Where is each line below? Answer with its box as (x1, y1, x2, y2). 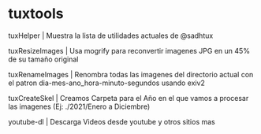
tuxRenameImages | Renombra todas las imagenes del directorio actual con (8, 69, 254, 79)
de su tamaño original (8, 54, 79, 64)
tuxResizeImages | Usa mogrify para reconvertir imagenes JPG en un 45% (8, 46, 251, 55)
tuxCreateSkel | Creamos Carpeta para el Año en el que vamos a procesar (8, 93, 249, 102)
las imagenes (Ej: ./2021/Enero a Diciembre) (8, 102, 151, 111)
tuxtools (8, 5, 64, 23)
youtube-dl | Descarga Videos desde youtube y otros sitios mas (8, 117, 215, 126)
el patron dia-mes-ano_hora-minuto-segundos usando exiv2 (8, 78, 205, 87)
